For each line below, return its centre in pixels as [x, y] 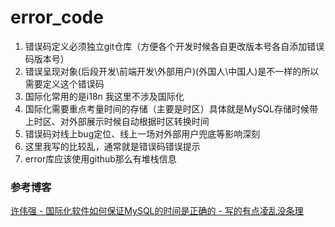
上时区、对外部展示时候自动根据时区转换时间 [117, 121]
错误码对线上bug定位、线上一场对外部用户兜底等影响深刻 [142, 133]
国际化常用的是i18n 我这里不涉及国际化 [104, 96]
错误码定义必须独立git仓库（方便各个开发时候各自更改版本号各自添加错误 [174, 46]
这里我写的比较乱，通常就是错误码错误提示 [112, 146]
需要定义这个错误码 [64, 83]
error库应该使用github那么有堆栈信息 [100, 158]
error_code [57, 17]
